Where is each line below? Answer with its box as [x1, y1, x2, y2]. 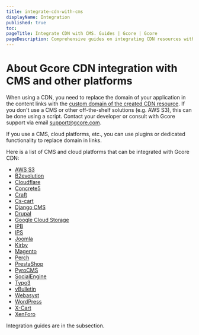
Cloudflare [14, 178, 41, 185]
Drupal [14, 210, 31, 217]
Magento [14, 247, 37, 255]
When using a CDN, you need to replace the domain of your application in [6, 94, 186, 101]
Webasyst [14, 291, 40, 299]
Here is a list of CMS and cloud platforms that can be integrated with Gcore [6, 148, 190, 155]
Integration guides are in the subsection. [6, 322, 105, 329]
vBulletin [14, 285, 37, 292]
